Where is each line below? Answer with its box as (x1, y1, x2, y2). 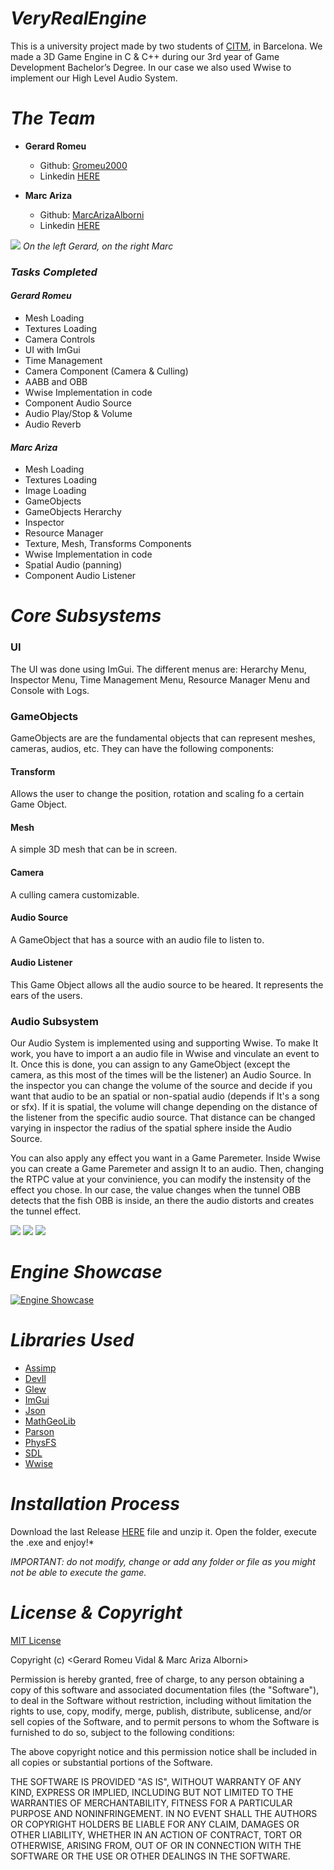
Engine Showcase (10, 1261, 163, 1284)
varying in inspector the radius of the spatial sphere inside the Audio (10, 1122, 292, 1134)
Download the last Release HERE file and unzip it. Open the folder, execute (10, 1526, 317, 1538)
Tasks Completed (10, 265, 98, 279)
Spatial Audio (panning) (24, 559, 123, 571)
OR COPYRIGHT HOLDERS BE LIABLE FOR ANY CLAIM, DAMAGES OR (10, 1818, 300, 1831)
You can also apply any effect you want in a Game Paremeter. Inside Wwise (10, 1152, 321, 1164)
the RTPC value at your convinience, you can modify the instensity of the (10, 1173, 312, 1186)
